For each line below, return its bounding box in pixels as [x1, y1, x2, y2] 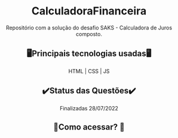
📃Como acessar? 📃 [53, 122, 125, 132]
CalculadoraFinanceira [31, 4, 147, 18]
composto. [76, 30, 102, 37]
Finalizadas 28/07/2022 [59, 104, 119, 112]
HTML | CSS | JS [68, 67, 110, 74]
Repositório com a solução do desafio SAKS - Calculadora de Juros [5, 24, 173, 31]
